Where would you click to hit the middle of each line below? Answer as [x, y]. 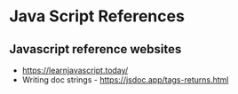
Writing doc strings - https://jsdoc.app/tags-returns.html [125, 80]
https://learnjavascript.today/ [75, 70]
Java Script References [97, 16]
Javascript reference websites [95, 49]
